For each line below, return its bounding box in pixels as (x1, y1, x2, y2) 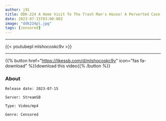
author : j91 (5, 7, 30, 12)
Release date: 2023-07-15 (5, 87, 58, 91)
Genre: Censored (5, 112, 39, 117)
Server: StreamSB (5, 95, 41, 100)
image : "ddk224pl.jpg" (5, 21, 52, 26)
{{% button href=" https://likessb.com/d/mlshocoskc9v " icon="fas (5, 58, 139, 64)
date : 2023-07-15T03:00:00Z (5, 16, 63, 21)
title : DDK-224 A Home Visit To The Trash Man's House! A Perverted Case (5, 12, 161, 17)
